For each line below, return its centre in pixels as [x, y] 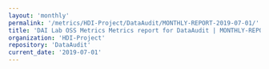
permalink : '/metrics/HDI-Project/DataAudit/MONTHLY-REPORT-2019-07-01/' [134, 23]
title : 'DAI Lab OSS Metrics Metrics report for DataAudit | [112, 30]
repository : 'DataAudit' [50, 45]
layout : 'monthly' [39, 15]
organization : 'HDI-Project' [57, 38]
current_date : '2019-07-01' [55, 52]
